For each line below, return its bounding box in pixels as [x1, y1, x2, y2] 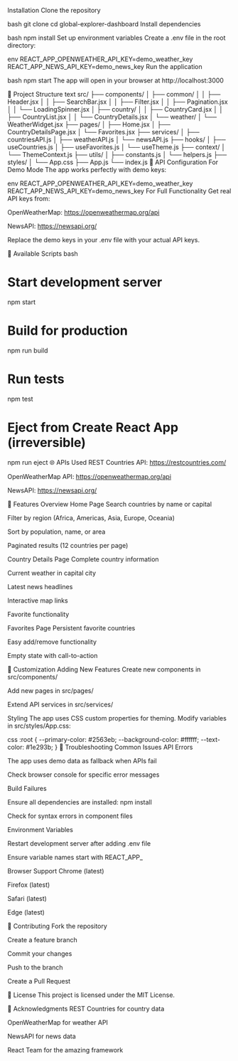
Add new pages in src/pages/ [7, 686, 94, 695]
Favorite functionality [7, 610, 70, 618]
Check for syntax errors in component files [7, 812, 133, 820]
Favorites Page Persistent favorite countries [7, 623, 136, 632]
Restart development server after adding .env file [7, 839, 151, 848]
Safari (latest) [7, 894, 48, 903]
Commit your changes [7, 949, 72, 958]
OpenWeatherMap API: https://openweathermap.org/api [7, 472, 172, 480]
